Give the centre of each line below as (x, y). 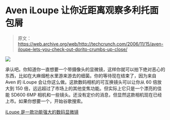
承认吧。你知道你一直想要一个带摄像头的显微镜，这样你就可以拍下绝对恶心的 (85, 69)
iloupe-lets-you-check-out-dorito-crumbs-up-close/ (73, 49)
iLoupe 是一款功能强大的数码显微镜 (42, 112)
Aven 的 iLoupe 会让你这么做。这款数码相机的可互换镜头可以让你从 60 (78, 82)
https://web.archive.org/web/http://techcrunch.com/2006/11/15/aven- (91, 44)
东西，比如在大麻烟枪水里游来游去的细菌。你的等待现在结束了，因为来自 (81, 76)
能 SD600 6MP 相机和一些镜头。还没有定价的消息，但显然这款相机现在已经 (84, 95)
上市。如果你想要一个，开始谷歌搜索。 (45, 101)
